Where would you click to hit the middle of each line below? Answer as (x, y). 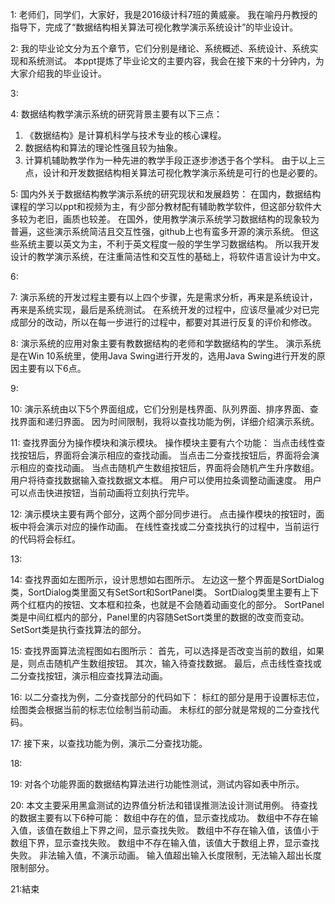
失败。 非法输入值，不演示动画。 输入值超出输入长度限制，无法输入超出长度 (166, 855)
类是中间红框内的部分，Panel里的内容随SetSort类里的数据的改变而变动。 (160, 617)
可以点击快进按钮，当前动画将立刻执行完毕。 (102, 492)
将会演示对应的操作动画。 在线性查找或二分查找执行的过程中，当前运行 (173, 526)
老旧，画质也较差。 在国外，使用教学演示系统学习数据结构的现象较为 (178, 219)
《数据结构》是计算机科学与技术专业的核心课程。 (125, 135)
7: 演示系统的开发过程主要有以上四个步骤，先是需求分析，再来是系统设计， (164, 297)
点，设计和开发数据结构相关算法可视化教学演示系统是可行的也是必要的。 (173, 172)
